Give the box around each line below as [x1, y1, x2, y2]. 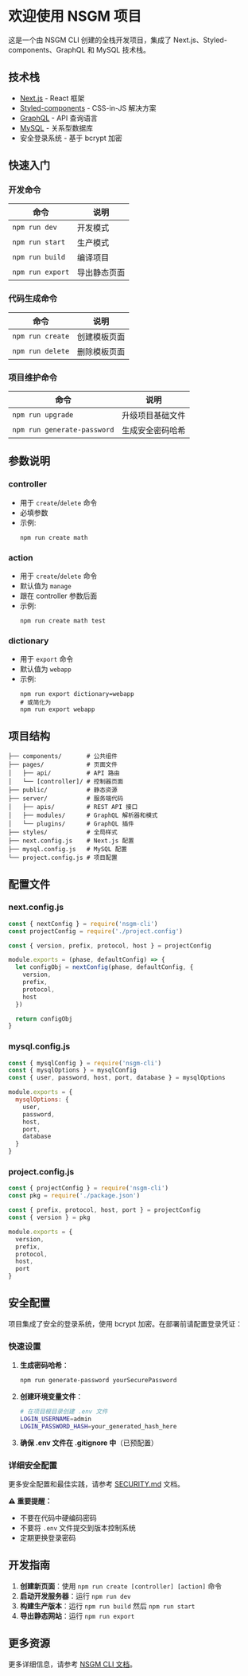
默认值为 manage [19, 581, 72, 591]
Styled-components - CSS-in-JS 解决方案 [19, 103, 157, 112]
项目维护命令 [8, 372, 58, 383]
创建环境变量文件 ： [19, 1392, 83, 1401]
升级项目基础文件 [122, 410, 186, 421]
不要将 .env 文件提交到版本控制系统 [19, 1522, 137, 1533]
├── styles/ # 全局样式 [8, 829, 118, 837]
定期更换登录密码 [19, 1533, 76, 1542]
